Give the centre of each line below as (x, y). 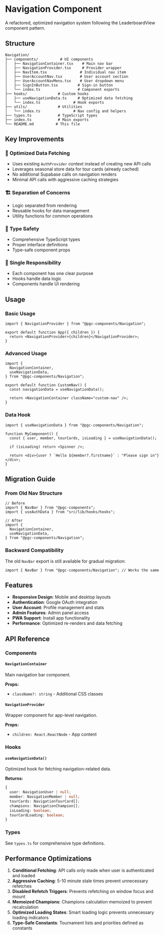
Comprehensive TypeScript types (46, 239)
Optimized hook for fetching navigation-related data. (58, 769)
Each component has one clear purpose (53, 273)
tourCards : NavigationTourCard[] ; (45, 801)
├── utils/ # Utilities (44, 107)
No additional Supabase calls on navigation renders (64, 174)
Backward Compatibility (34, 550)
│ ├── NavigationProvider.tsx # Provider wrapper (63, 68)
